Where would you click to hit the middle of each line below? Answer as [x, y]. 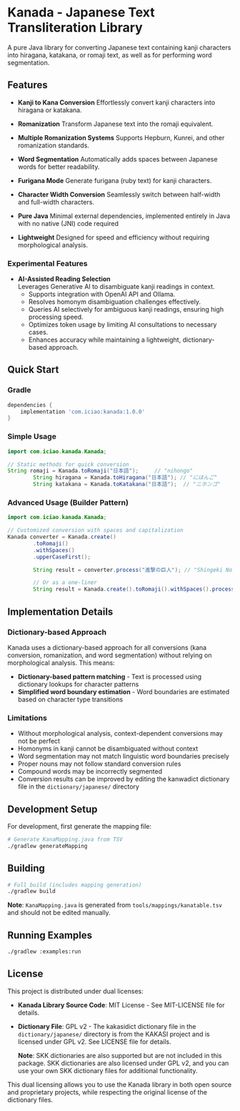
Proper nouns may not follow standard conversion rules [99, 764]
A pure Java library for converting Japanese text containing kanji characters [119, 47]
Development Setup [52, 809]
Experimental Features [47, 263]
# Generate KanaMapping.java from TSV [65, 839]
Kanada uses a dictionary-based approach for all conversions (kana [107, 647]
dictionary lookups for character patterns [78, 684]
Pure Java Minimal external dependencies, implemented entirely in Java [124, 216]
